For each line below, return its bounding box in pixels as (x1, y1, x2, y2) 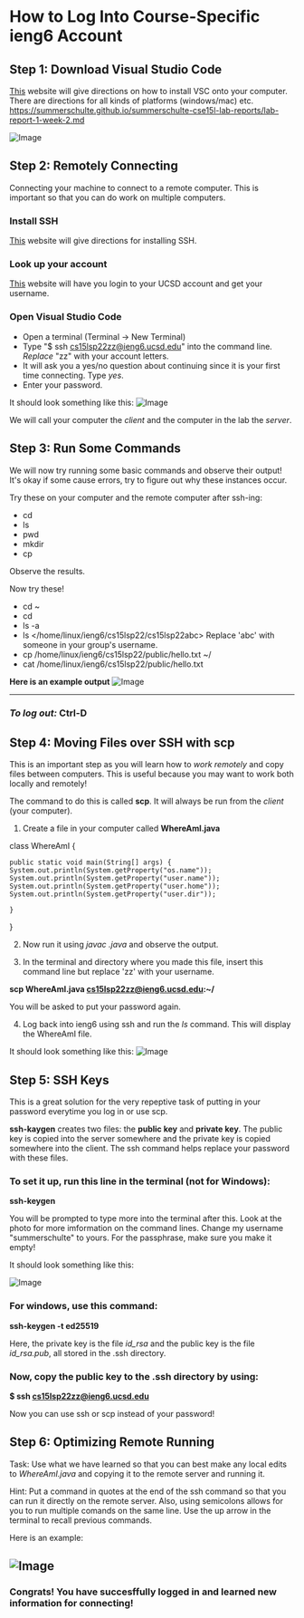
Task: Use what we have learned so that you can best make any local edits (9, 1459, 288, 1469)
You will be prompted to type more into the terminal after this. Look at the (9, 1213, 282, 1224)
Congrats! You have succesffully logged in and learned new (9, 1585, 278, 1598)
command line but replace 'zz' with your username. (22, 967, 214, 978)
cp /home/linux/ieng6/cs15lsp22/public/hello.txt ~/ (22, 649, 212, 660)
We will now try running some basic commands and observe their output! (9, 465, 282, 476)
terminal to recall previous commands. (9, 1515, 152, 1526)
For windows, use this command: (9, 1300, 158, 1313)
